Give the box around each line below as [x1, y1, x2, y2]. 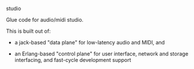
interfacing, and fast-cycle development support [14, 57, 131, 63]
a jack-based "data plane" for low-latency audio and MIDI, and [14, 39, 165, 46]
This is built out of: [6, 27, 51, 34]
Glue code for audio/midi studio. [6, 16, 84, 23]
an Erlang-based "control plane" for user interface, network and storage [14, 50, 189, 57]
